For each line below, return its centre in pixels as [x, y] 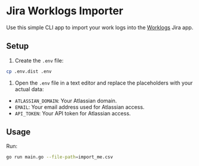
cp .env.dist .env [29, 71]
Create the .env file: [39, 60]
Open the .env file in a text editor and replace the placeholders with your [104, 83]
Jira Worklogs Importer [65, 11]
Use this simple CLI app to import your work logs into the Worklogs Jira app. [100, 27]
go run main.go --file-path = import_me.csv [60, 157]
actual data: [29, 89]
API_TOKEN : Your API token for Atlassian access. [73, 113]
